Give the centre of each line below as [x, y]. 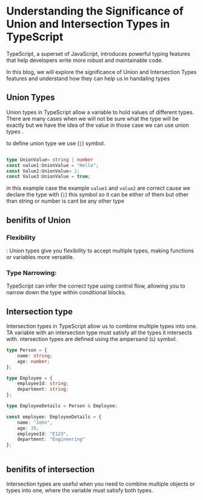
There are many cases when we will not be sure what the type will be [92, 118]
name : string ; [35, 356]
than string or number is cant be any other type [65, 201]
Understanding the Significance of [95, 11]
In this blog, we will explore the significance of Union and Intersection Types [101, 72]
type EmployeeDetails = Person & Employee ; [62, 406]
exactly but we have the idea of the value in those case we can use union [98, 125]
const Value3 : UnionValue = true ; [48, 177]
